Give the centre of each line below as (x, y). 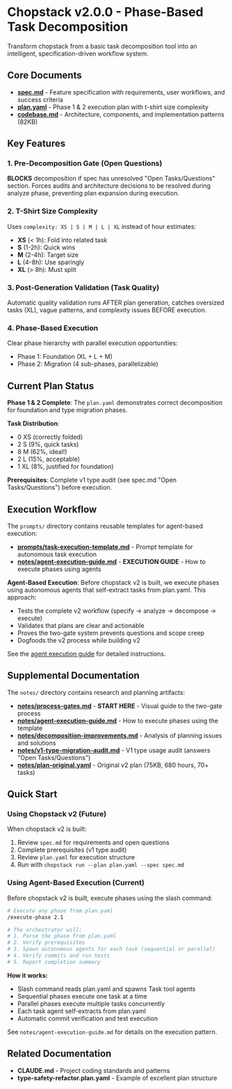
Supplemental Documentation (74, 676)
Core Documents (44, 75)
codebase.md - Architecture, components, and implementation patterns (121, 114)
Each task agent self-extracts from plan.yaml (81, 1011)
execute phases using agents (59, 569)
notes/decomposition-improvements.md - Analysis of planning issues (119, 735)
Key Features (36, 144)
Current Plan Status (51, 386)
